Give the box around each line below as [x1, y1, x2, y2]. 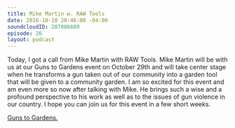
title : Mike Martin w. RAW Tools [7, 10, 105, 17]
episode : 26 [7, 29, 42, 37]
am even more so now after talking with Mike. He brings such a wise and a [7, 85, 222, 94]
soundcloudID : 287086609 [7, 23, 80, 30]
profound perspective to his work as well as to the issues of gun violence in [7, 92, 226, 101]
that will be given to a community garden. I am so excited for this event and [7, 78, 224, 86]
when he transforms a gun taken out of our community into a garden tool [7, 71, 217, 79]
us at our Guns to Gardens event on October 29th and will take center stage [7, 63, 227, 71]
